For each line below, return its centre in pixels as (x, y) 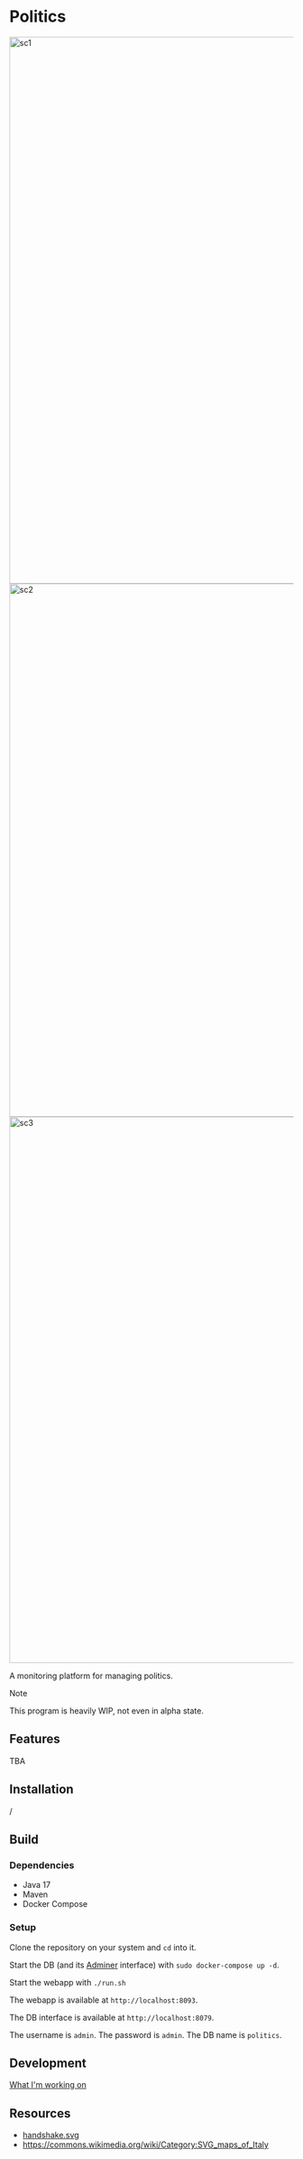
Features (35, 1739)
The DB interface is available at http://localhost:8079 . (112, 2017)
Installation (41, 1790)
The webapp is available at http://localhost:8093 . (104, 2000)
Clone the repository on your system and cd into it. (103, 1947)
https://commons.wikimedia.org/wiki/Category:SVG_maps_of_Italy (145, 2145)
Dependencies (42, 1865)
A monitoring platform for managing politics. (91, 1676)
